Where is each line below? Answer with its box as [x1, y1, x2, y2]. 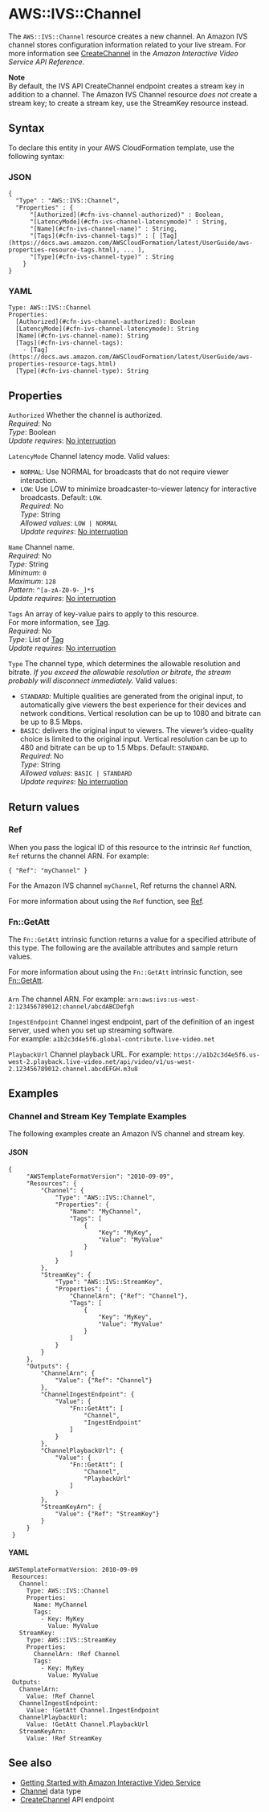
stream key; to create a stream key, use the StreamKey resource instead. [8, 98, 249, 108]
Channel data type [19, 1785, 82, 1796]
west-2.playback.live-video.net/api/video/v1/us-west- [8, 1057, 196, 1066]
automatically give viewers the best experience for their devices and [19, 700, 247, 710]
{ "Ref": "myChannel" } [8, 866, 88, 874]
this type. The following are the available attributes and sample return [8, 943, 238, 953]
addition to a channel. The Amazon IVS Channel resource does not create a [8, 89, 258, 99]
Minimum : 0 [8, 568, 47, 578]
